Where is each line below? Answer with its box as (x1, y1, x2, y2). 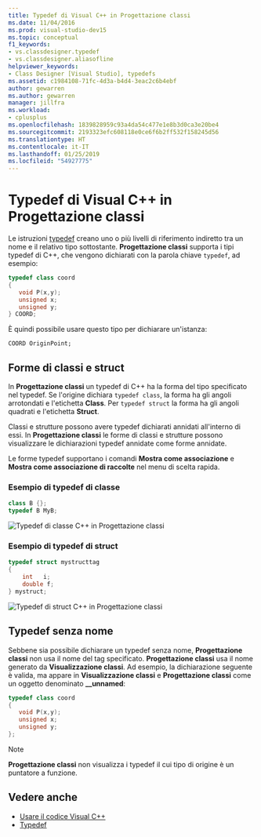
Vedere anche (8, 791, 78, 804)
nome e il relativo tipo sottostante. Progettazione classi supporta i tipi (8, 242, 234, 252)
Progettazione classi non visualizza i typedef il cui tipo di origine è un (8, 759, 234, 769)
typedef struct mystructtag (8, 559, 100, 566)
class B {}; (8, 500, 47, 508)
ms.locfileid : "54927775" (8, 158, 92, 166)
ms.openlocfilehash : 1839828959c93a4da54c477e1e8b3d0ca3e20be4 (8, 121, 219, 129)
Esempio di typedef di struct (8, 540, 118, 551)
